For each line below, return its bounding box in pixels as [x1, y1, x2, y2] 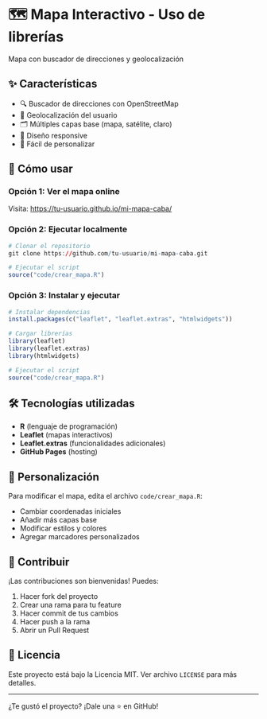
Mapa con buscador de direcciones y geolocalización [8, 54, 184, 64]
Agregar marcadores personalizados [19, 532, 141, 542]
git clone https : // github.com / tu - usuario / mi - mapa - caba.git [8, 249, 208, 258]
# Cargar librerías [8, 330, 73, 338]
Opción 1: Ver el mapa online [8, 186, 121, 197]
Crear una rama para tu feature [19, 600, 122, 609]
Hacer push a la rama [19, 616, 91, 626]
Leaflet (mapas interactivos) [19, 430, 114, 440]
